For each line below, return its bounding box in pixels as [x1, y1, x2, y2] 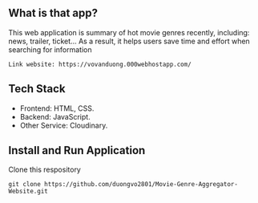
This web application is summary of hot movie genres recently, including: [8, 27, 250, 37]
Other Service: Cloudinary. [19, 120, 108, 130]
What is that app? [8, 6, 99, 20]
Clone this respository [8, 164, 82, 175]
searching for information [8, 44, 92, 55]
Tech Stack [8, 82, 66, 95]
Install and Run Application [8, 144, 146, 157]
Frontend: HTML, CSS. [19, 104, 95, 113]
